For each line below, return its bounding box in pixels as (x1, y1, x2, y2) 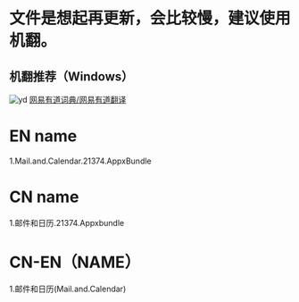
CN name (9, 187, 79, 207)
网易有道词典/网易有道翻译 (29, 95, 127, 105)
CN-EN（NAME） (9, 252, 141, 273)
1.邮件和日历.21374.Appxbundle (9, 217, 125, 228)
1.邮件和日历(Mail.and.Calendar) (9, 283, 127, 294)
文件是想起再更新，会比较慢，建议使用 (9, 8, 292, 29)
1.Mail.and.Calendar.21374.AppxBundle (9, 155, 152, 166)
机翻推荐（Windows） (9, 69, 134, 84)
